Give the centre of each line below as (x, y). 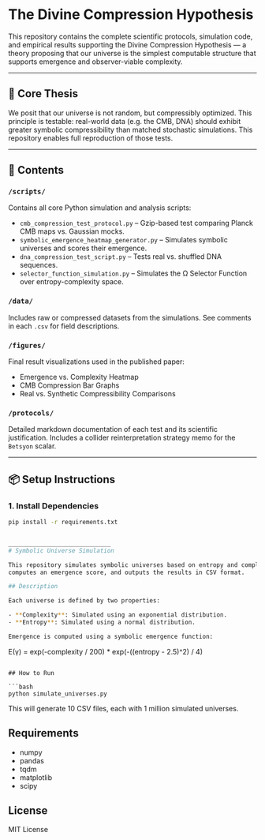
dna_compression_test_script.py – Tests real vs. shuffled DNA (121, 257)
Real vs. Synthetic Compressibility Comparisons (97, 394)
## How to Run (32, 673)
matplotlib (36, 777)
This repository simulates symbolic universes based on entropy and (123, 565)
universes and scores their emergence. (83, 248)
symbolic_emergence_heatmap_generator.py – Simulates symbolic (124, 240)
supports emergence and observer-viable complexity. (95, 62)
